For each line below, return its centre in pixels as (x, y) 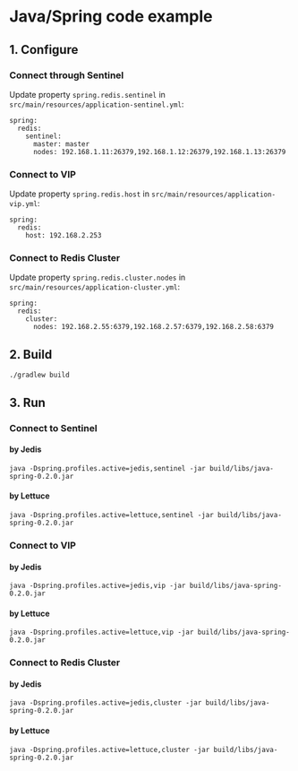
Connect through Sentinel (67, 75)
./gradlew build (39, 375)
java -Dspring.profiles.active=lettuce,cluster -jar (110, 749)
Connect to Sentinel (53, 428)
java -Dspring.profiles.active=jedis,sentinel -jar (107, 468)
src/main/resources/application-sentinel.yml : (97, 104)
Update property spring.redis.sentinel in (87, 94)
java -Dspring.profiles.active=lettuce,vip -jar (102, 632)
